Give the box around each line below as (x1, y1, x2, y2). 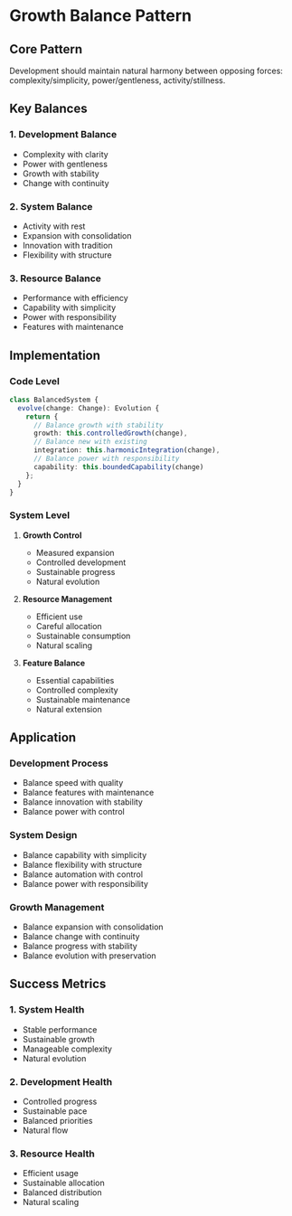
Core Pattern (9, 42, 83, 57)
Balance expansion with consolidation (22, 921, 165, 932)
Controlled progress (22, 1096, 98, 1108)
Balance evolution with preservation (22, 950, 156, 961)
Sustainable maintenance (35, 693, 131, 705)
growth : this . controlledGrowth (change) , (33, 429, 188, 438)
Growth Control (22, 530, 82, 541)
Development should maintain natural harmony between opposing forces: (9, 65, 283, 76)
